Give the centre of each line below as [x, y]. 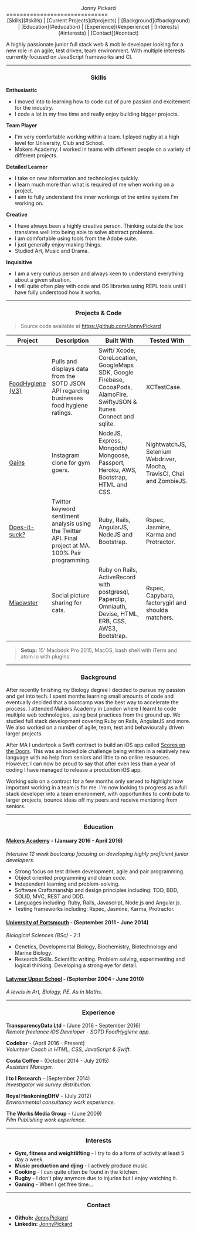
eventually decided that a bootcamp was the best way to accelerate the [92, 702]
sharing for [67, 603]
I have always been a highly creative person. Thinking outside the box [99, 226]
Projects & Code [98, 313]
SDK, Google [116, 372]
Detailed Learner [27, 167]
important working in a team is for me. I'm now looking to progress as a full [96, 787]
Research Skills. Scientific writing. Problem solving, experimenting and [100, 959]
